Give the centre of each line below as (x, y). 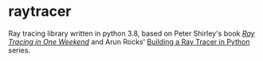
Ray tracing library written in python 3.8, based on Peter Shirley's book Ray (131, 33)
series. (19, 50)
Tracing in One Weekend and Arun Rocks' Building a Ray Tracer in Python (129, 41)
